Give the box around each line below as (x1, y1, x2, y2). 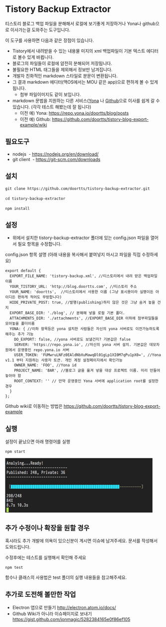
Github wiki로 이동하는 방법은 (5, 403, 63, 409)
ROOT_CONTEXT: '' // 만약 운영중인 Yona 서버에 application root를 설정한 (14, 379, 159, 384)
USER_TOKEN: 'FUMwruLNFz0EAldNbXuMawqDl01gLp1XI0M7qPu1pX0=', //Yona (14, 353, 162, 358)
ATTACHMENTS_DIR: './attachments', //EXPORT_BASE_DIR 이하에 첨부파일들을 (9, 316, 159, 321)
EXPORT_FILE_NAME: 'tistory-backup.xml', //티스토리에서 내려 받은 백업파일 (9, 273, 158, 279)
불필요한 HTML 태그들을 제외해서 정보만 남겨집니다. (12, 66, 113, 73)
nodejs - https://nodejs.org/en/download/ (12, 151, 99, 157)
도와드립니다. (5, 544, 31, 550)
